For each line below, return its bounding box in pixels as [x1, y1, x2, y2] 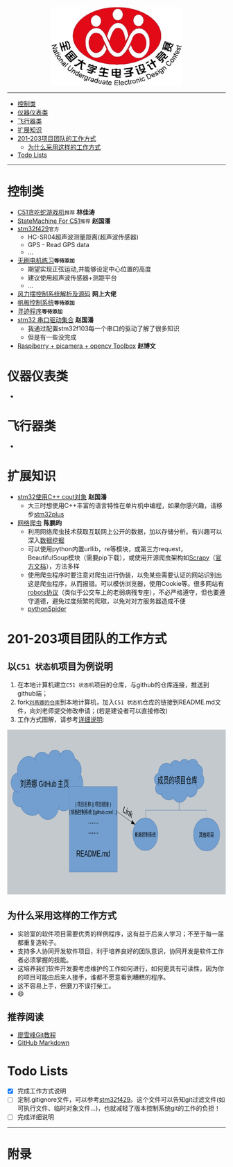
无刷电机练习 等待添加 [17, 256, 75, 265]
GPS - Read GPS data [27, 240, 90, 249]
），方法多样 [46, 562, 80, 570]
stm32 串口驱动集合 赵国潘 [17, 315, 94, 324]
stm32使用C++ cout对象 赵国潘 [17, 492, 107, 501]
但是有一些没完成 [27, 333, 77, 341]
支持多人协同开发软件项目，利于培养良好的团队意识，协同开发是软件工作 [17, 947, 224, 955]
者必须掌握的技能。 [17, 955, 73, 964]
